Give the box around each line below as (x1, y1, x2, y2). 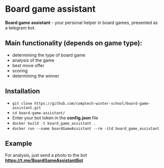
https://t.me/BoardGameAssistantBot (5, 158, 83, 164)
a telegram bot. (5, 24, 36, 30)
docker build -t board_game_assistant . (12, 121, 96, 126)
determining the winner (12, 72, 60, 79)
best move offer (12, 62, 45, 68)
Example (5, 139, 32, 147)
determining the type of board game (12, 52, 86, 58)
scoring (12, 68, 28, 73)
